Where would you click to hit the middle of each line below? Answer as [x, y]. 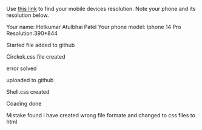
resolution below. [28, 15]
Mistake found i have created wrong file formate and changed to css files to [101, 115]
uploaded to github [30, 80]
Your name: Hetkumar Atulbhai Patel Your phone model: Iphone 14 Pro [94, 27]
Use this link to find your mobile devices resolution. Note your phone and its [101, 9]
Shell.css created [28, 92]
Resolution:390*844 [32, 33]
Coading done [24, 103]
